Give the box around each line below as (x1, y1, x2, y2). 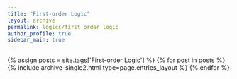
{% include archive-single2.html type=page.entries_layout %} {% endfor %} (7, 63, 231, 72)
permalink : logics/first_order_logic (7, 23, 119, 30)
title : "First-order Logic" (7, 10, 91, 18)
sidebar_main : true (7, 37, 65, 44)
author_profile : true (7, 30, 72, 37)
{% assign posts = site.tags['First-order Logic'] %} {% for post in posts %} (7, 56, 226, 64)
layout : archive (7, 17, 55, 24)
